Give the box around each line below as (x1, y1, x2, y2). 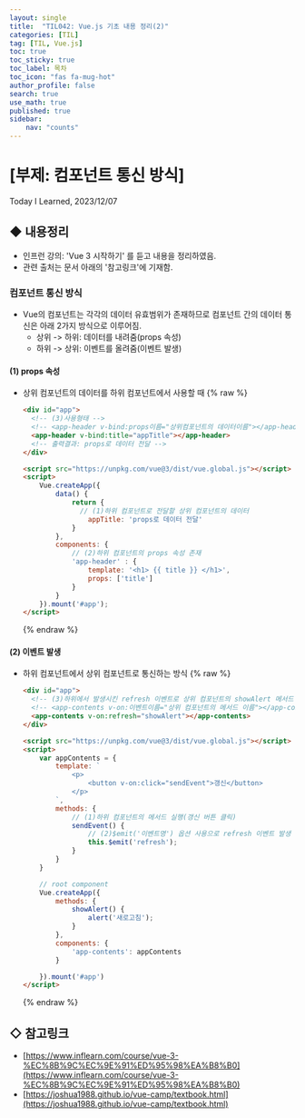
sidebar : (9, 115, 43, 124)
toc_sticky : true (9, 55, 75, 65)
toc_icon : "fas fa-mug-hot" (9, 73, 116, 82)
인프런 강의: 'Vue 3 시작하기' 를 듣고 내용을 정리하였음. (22, 250, 217, 261)
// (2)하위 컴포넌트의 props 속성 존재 (71, 549, 202, 558)
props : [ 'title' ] (87, 574, 153, 583)
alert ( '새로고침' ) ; (87, 913, 154, 923)
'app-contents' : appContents (71, 947, 182, 956)
